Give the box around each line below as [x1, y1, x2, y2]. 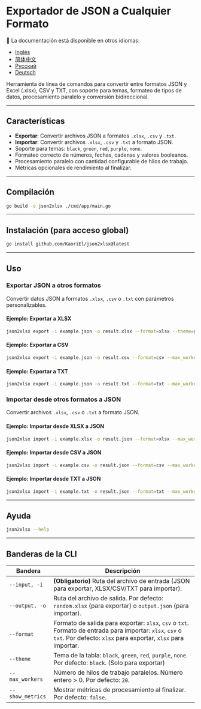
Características [6, 116, 65, 127]
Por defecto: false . [53, 693, 106, 702]
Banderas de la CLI [6, 549, 77, 559]
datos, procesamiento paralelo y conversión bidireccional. [6, 93, 150, 100]
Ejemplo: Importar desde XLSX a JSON [6, 422, 105, 430]
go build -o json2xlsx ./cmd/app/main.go [6, 203, 111, 209]
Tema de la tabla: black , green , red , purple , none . [53, 651, 188, 660]
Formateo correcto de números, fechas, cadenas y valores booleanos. [14, 151, 188, 158]
